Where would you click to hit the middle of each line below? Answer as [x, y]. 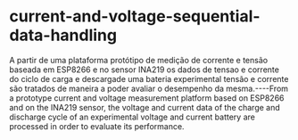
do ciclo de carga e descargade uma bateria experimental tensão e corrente [149, 78]
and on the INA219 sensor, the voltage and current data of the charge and [145, 107]
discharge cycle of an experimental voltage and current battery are [132, 117]
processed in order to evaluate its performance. [97, 126]
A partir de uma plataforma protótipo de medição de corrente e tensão [139, 60]
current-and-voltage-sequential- [135, 16]
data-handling [63, 35]
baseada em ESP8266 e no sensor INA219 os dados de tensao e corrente [144, 70]
